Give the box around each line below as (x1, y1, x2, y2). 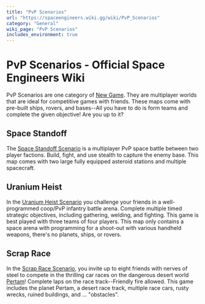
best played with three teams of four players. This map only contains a (6, 218, 184, 225)
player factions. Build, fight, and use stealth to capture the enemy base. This (6, 151, 199, 158)
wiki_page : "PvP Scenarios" (6, 26, 78, 32)
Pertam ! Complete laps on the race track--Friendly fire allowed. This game (6, 278, 194, 285)
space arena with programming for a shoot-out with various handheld (6, 224, 182, 231)
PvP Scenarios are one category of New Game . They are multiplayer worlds (6, 91, 197, 98)
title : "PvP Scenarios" (6, 9, 67, 15)
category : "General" (6, 20, 59, 26)
